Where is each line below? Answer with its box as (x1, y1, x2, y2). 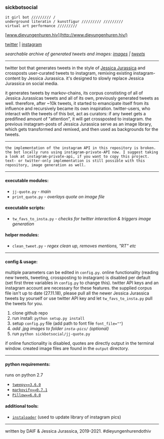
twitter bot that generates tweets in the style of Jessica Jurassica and (5, 65, 145, 71)
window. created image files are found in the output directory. (5, 346, 129, 352)
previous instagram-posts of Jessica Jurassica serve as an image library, (5, 121, 152, 127)
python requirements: (5, 361, 50, 367)
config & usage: (5, 258, 38, 265)
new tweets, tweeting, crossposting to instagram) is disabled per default (5, 275, 151, 281)
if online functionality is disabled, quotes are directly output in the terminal (5, 340, 155, 346)
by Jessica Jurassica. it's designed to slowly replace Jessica (21, 75, 144, 82)
